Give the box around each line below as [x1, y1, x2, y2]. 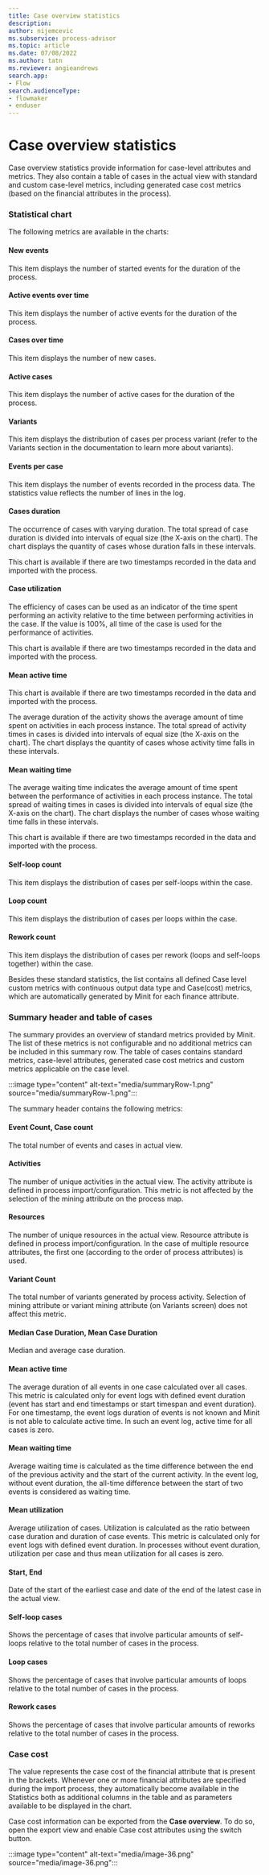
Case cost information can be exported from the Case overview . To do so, [8, 1817, 255, 1827]
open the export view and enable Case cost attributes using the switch [8, 1825, 243, 1835]
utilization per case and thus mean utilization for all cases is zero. [8, 1548, 225, 1558]
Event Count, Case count [8, 1122, 94, 1132]
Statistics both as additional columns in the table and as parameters [8, 1793, 233, 1803]
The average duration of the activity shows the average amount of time [8, 712, 243, 722]
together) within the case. [8, 959, 94, 968]
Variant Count [8, 1274, 56, 1284]
